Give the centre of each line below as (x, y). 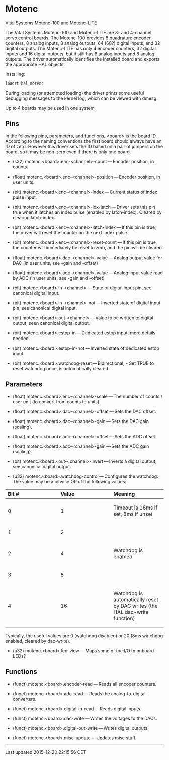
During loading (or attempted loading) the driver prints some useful (75, 93)
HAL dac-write (131, 612)
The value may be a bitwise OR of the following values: (69, 481)
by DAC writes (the (136, 606)
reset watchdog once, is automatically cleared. (61, 368)
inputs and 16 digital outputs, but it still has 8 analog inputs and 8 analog (80, 54)
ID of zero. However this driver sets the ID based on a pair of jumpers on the (84, 146)
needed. (21, 338)
